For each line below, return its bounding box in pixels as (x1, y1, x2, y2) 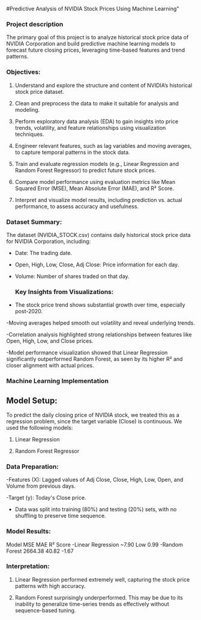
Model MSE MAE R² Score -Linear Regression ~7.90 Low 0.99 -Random (6, 541, 183, 548)
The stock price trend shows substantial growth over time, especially (14, 301, 185, 308)
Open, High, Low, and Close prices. (6, 337, 94, 345)
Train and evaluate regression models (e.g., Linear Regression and (14, 160, 179, 167)
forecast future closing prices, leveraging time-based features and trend (6, 46, 185, 54)
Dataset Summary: (6, 218, 62, 226)
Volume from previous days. (6, 482, 76, 490)
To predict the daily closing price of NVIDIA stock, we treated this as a (6, 411, 180, 419)
